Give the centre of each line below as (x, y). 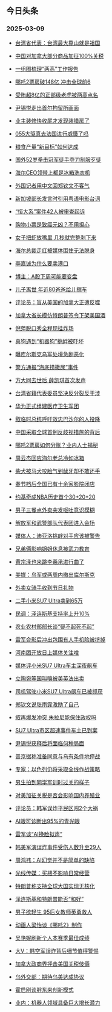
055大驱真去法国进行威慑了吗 (52, 134)
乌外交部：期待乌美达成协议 (50, 977)
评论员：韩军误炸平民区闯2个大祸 (57, 808)
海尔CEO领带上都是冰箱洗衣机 (53, 172)
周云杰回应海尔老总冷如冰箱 (50, 458)
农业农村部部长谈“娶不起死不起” (55, 626)
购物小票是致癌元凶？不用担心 (52, 224)
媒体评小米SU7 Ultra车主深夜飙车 (56, 665)
